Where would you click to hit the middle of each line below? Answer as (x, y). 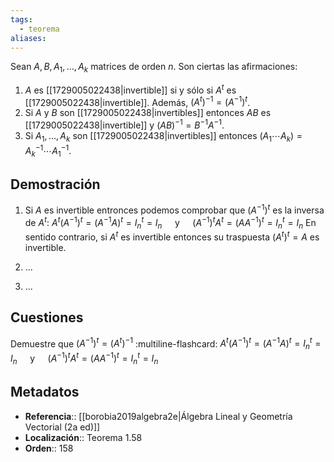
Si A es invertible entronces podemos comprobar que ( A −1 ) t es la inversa (174, 209)
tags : (21, 19)
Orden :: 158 (49, 448)
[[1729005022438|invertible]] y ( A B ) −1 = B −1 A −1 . (124, 124)
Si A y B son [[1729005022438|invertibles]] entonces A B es (148, 113)
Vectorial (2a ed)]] (62, 427)
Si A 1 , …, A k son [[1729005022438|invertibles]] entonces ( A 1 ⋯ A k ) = (163, 137)
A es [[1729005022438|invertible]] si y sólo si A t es (130, 89)
